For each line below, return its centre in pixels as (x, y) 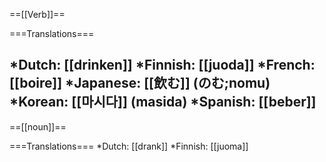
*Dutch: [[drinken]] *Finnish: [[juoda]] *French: (162, 65)
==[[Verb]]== (37, 14)
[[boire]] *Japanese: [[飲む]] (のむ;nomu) (140, 83)
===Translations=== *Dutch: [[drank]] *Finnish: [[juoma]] (129, 146)
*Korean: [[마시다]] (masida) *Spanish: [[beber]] (163, 102)
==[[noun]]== (38, 126)
